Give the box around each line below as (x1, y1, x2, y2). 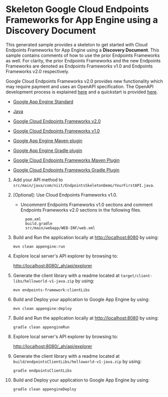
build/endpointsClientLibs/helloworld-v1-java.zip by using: (13, 358, 142, 364)
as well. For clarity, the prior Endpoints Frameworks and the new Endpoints (6, 57, 161, 63)
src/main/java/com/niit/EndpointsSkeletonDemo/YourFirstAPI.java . (13, 182, 154, 188)
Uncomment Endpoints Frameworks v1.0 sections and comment (20, 202, 153, 208)
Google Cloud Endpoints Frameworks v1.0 (13, 127, 100, 134)
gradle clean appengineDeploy (13, 386, 77, 391)
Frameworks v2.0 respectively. (6, 68, 69, 74)
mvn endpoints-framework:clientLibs (13, 287, 90, 293)
